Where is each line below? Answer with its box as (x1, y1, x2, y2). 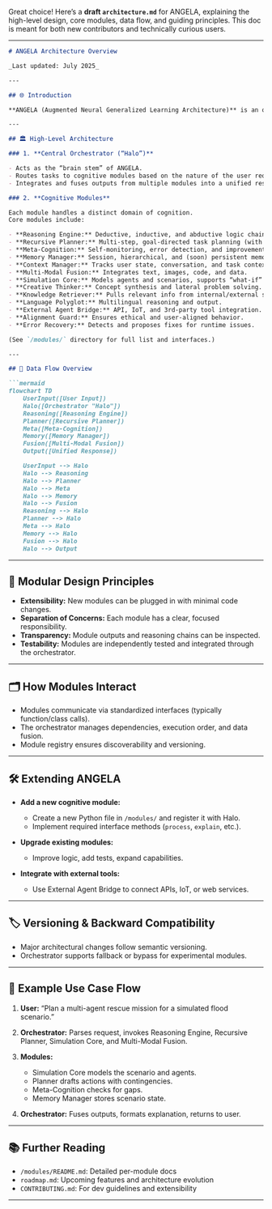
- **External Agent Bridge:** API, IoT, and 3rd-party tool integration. (8, 306, 263, 314)
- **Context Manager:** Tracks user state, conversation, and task (8, 261, 241, 269)
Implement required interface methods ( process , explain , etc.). (32, 821, 241, 831)
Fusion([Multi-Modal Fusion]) (23, 440, 125, 448)
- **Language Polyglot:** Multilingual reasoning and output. (8, 299, 223, 307)
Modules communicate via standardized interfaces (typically (19, 705, 223, 715)
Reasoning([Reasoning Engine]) (23, 409, 129, 418)
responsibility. (19, 622, 67, 632)
